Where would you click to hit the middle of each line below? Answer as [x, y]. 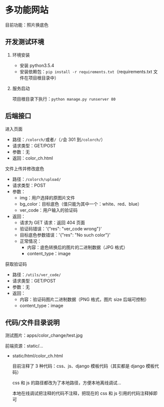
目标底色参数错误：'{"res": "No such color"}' [65, 235]
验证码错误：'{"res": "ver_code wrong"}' [61, 229]
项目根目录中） [44, 78]
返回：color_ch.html [33, 158]
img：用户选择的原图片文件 [47, 198]
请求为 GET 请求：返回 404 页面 [52, 222]
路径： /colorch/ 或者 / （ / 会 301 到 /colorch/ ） [59, 139]
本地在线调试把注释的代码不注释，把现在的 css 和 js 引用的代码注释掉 [83, 393]
